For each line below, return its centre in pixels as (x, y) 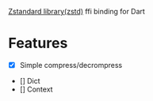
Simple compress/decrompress (71, 65)
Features (38, 43)
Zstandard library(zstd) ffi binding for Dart (76, 11)
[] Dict (30, 81)
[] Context (36, 89)
